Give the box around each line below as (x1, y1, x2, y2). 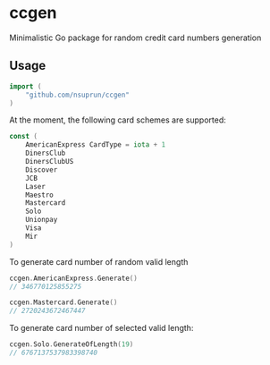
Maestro (25, 191, 54, 199)
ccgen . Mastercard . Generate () (9, 298, 118, 307)
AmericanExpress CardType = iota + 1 (25, 140, 166, 149)
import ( (9, 81, 42, 91)
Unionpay (25, 216, 58, 225)
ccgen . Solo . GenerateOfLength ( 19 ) (9, 340, 134, 349)
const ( (9, 132, 38, 141)
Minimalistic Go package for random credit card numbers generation (9, 32, 262, 43)
